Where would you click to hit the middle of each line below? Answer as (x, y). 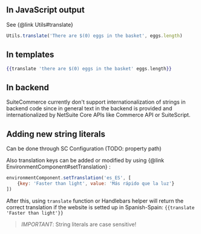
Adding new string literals (56, 134)
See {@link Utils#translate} (40, 24)
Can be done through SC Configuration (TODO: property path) (84, 149)
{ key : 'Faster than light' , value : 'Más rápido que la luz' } (96, 183)
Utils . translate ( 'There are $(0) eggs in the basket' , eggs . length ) (94, 36)
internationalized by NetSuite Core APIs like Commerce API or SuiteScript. (98, 115)
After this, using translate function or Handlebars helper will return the (95, 201)
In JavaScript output (45, 10)
